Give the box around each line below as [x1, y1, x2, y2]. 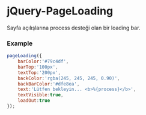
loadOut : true [17, 98, 50, 104]
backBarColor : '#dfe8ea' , [17, 81, 80, 87]
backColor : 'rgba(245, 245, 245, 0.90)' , [17, 75, 120, 81]
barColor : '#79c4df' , [17, 58, 69, 64]
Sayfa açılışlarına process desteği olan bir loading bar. [7, 24, 141, 31]
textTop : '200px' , [17, 69, 61, 76]
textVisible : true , [17, 92, 64, 98]
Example [7, 39, 33, 48]
